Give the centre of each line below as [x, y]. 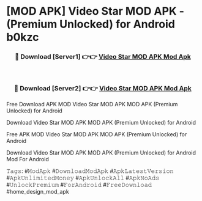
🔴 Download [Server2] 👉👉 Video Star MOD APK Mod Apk [103, 89]
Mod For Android [28, 159]
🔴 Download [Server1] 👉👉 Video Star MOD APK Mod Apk [103, 57]
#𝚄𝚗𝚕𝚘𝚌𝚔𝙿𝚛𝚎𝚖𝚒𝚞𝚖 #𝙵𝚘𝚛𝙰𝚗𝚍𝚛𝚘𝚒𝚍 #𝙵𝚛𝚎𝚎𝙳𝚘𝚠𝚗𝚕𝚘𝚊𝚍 [79, 185]
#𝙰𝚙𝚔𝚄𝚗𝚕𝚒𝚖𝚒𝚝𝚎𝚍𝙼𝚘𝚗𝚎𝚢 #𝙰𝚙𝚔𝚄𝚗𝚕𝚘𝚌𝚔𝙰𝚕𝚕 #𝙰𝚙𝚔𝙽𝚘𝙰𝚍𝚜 [83, 178]
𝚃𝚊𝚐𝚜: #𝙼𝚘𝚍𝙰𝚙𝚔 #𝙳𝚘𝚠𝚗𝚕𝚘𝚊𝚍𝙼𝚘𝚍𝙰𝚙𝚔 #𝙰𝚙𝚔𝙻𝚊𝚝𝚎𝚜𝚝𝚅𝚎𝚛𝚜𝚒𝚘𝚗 [90, 171]
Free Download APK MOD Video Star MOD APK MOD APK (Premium [92, 104]
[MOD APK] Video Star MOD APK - [95, 11]
